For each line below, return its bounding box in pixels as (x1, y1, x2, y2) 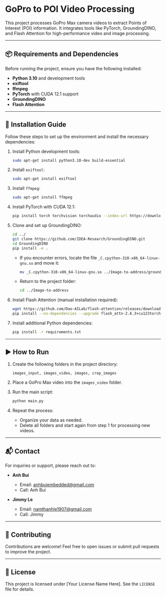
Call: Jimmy (19, 511, 44, 517)
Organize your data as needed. (19, 417, 83, 423)
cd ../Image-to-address (19, 288, 69, 293)
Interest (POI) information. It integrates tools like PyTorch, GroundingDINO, (5, 25, 157, 31)
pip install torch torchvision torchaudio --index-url (12, 214, 128, 219)
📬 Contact (5, 447, 40, 456)
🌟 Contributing (5, 530, 51, 539)
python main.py (12, 398, 44, 404)
